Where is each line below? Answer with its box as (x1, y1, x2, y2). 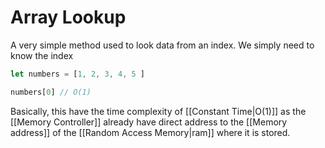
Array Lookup (10, 6, 127, 29)
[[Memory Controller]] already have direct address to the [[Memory (10, 116, 288, 128)
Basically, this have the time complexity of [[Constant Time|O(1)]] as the (10, 105, 307, 117)
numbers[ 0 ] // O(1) (10, 87, 92, 97)
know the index (10, 49, 74, 61)
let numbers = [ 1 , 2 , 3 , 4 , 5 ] (10, 69, 145, 79)
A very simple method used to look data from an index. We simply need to (10, 39, 315, 51)
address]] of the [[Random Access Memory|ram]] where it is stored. (10, 126, 291, 138)
